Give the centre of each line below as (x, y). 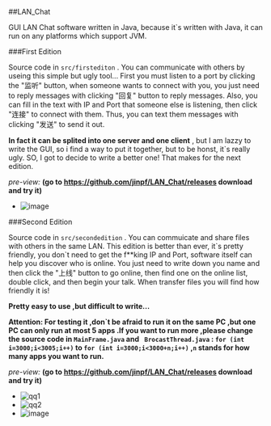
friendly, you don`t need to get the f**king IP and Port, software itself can (130, 255)
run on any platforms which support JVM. (78, 36)
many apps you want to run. (56, 356)
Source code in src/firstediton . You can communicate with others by (127, 67)
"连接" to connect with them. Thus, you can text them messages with (123, 114)
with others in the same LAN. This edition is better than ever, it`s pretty (126, 246)
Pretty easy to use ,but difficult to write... (79, 306)
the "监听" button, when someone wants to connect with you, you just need (134, 85)
